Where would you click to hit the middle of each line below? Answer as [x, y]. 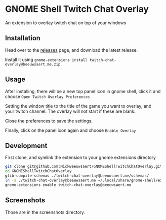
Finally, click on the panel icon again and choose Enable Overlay [71, 130]
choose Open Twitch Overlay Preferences [48, 96]
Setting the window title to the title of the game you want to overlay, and [78, 106]
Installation [23, 38]
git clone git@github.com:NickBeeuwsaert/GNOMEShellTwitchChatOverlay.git [84, 167]
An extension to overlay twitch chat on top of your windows [66, 23]
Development [26, 145]
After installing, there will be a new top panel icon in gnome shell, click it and [83, 91]
